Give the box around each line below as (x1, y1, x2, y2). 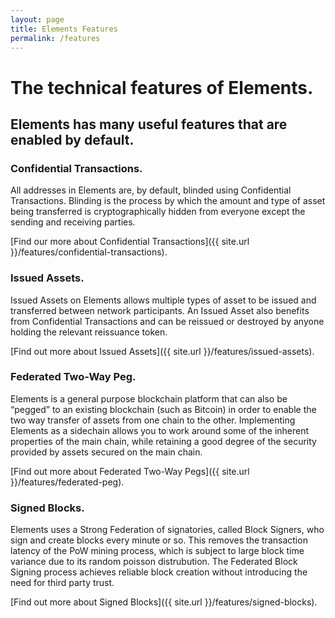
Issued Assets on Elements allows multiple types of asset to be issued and (10, 294, 317, 306)
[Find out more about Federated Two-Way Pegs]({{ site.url (10, 465, 250, 477)
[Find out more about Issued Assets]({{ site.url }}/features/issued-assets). (10, 345, 315, 357)
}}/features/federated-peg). (10, 476, 125, 488)
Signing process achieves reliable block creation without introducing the (10, 566, 308, 578)
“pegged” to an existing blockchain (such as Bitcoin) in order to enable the (10, 403, 317, 415)
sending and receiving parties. (10, 216, 136, 228)
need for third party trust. (10, 577, 115, 589)
